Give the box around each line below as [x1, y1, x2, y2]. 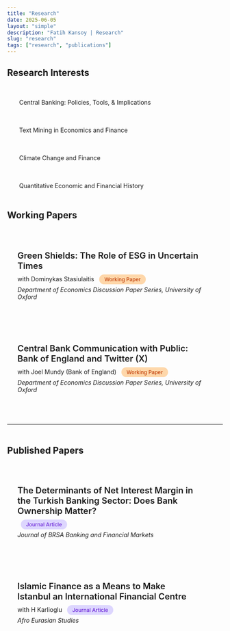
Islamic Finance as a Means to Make [17, 581, 166, 592]
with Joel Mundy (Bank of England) [17, 368, 117, 376]
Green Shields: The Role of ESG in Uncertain [17, 250, 199, 261]
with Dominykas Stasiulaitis [17, 274, 94, 283]
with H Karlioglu [17, 606, 63, 614]
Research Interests [7, 67, 90, 79]
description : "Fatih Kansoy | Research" [7, 29, 125, 36]
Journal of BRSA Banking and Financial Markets [17, 531, 154, 539]
